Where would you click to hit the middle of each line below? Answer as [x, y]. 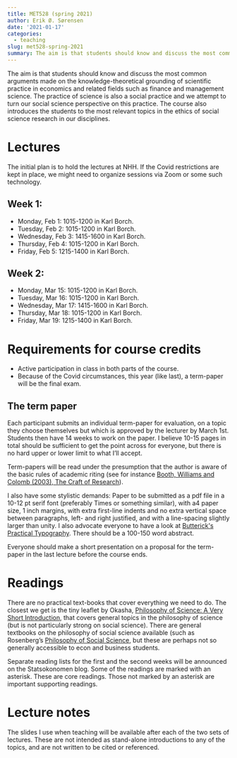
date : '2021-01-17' [36, 27]
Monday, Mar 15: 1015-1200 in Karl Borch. [78, 290]
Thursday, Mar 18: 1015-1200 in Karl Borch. [80, 313]
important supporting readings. [53, 684]
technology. [25, 182]
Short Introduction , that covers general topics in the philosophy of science [115, 618]
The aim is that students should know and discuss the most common [107, 73]
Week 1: [25, 204]
